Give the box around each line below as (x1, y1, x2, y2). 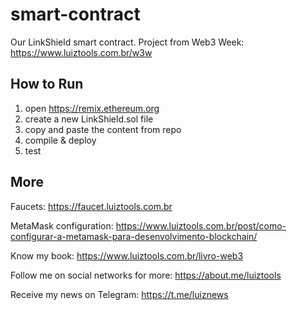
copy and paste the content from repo (24, 123, 182, 135)
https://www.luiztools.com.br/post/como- (115, 219, 287, 232)
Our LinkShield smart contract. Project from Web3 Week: (10, 36, 245, 48)
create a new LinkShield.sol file (24, 113, 154, 125)
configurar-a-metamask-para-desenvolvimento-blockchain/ (10, 230, 258, 242)
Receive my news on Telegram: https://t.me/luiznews (10, 288, 229, 300)
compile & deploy (24, 134, 97, 146)
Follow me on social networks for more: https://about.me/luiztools (10, 269, 282, 281)
